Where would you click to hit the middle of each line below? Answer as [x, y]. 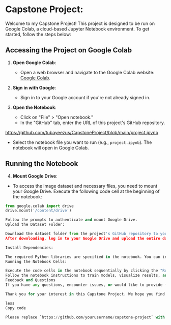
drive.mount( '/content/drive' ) [38, 211]
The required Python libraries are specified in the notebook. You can [83, 257]
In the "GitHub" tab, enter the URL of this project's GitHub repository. [93, 123]
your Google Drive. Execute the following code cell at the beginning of [86, 191]
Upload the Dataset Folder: [35, 225]
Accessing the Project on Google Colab [69, 50]
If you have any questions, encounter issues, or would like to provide [84, 285]
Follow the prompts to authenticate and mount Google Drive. [72, 220]
